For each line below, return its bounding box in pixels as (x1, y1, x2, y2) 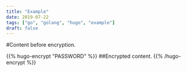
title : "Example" (6, 8, 49, 15)
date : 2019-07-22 (6, 14, 49, 20)
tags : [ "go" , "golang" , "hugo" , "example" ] (6, 19, 115, 25)
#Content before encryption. (6, 41, 76, 48)
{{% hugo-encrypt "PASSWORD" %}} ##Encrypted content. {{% (6, 53, 163, 60)
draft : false (6, 25, 38, 31)
